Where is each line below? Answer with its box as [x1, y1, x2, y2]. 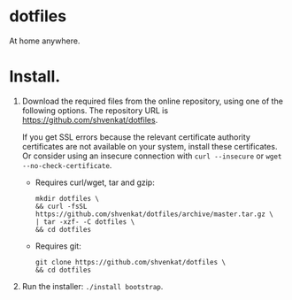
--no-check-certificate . [21, 159, 112, 170]
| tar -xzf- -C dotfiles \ [35, 217, 135, 227]
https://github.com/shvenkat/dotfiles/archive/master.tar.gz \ [35, 210, 274, 219]
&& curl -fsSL [35, 202, 88, 211]
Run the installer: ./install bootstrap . [21, 281, 164, 291]
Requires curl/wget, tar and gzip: [35, 177, 155, 188]
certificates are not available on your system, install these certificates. [21, 141, 278, 151]
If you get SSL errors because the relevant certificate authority [21, 131, 250, 142]
